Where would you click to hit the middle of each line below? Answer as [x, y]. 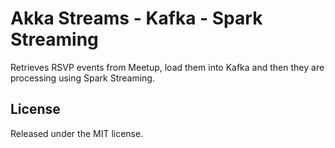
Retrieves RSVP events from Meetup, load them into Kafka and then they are [167, 67]
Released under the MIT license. [77, 133]
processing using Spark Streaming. [82, 78]
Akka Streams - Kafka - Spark [136, 18]
